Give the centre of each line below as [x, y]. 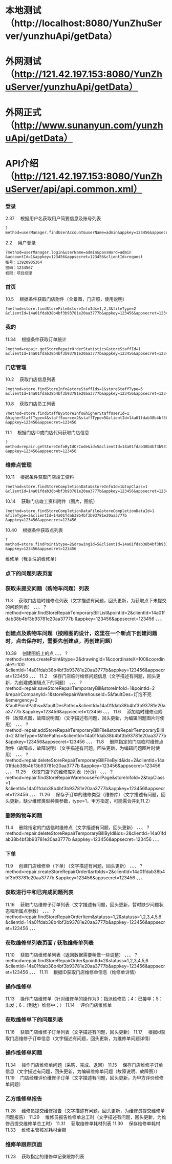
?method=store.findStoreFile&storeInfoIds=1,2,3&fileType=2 [71, 309]
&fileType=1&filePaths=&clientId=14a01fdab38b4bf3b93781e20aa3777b [91, 735]
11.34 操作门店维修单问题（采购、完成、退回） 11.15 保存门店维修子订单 [84, 1065]
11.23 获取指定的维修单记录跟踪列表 [45, 1157]
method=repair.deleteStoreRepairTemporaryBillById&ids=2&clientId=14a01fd [86, 833]
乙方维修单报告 [24, 1098]
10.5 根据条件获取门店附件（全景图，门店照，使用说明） [66, 299]
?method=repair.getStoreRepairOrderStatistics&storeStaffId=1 [73, 349]
